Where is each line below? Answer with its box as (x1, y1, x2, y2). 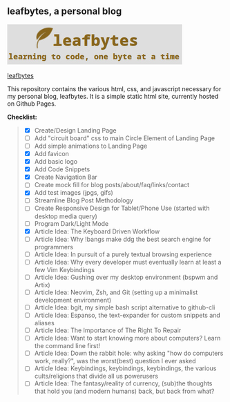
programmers (34, 242, 74, 251)
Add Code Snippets (34, 165, 90, 173)
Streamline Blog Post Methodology (34, 196, 133, 204)
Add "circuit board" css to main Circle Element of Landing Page (34, 134, 215, 142)
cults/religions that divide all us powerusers (34, 372, 159, 381)
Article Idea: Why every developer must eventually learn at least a (34, 258, 222, 266)
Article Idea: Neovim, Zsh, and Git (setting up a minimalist (34, 288, 198, 296)
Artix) (34, 280, 50, 289)
